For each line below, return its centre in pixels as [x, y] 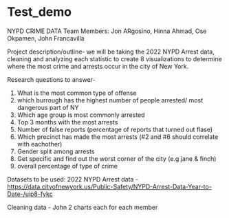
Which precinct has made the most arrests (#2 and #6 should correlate [118, 137]
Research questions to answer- [51, 79]
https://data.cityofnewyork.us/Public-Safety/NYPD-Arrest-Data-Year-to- [109, 186]
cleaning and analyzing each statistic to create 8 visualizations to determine [115, 58]
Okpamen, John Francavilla [46, 38]
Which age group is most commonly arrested [81, 115]
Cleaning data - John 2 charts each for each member [83, 207]
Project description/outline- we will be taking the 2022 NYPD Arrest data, [111, 52]
